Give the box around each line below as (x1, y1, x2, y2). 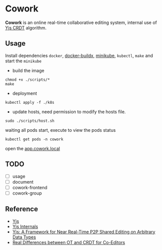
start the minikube (5, 58, 42, 64)
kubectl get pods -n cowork (5, 137, 64, 142)
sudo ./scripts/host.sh (5, 118, 55, 123)
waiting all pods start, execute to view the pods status (5, 127, 116, 133)
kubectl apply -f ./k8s (5, 100, 55, 105)
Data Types (12, 234, 36, 240)
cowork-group (12, 190, 42, 196)
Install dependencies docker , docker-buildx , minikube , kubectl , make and (5, 52, 154, 58)
